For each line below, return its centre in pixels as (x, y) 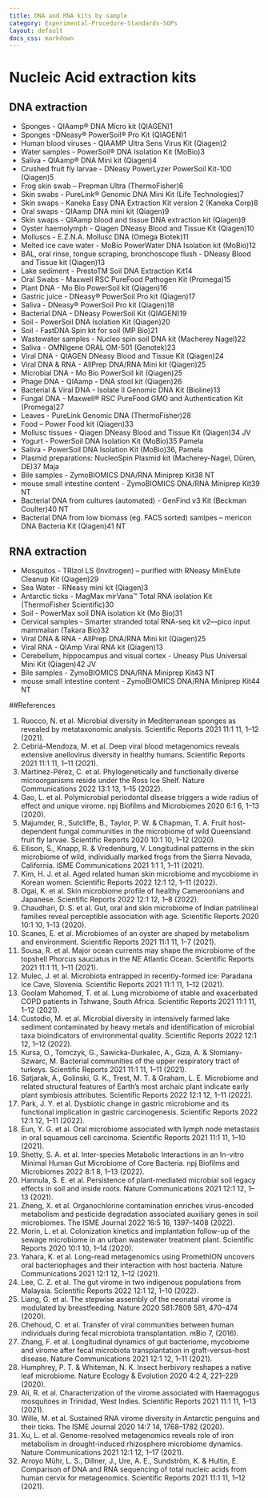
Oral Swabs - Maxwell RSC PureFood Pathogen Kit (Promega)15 (126, 279)
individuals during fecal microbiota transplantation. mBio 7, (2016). (130, 1333)
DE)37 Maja (40, 467)
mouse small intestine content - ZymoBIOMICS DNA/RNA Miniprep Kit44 (140, 681)
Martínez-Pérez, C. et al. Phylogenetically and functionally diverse (130, 772)
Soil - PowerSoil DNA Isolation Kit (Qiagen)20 (95, 322)
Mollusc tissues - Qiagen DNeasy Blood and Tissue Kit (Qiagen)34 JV (136, 432)
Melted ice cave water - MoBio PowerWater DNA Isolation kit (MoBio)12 (138, 246)
